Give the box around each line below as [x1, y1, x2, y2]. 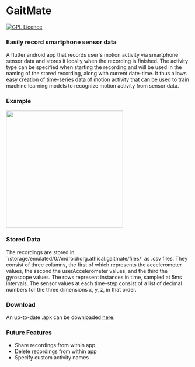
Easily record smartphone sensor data [6, 38, 117, 46]
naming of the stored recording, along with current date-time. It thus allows [6, 70, 187, 77]
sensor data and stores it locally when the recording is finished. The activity [6, 57, 189, 65]
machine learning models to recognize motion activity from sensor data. [6, 82, 179, 89]
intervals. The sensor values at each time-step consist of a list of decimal [6, 279, 182, 287]
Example [6, 97, 32, 105]
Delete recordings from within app [14, 348, 97, 355]
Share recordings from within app [14, 342, 95, 349]
